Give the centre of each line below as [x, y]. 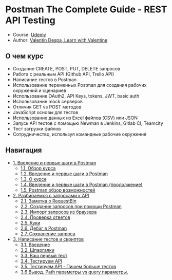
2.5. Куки [30, 222]
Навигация [24, 150]
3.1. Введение [35, 245]
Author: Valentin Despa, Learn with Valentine [60, 40]
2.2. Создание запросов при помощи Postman [71, 206]
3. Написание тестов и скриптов [48, 239]
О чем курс [24, 56]
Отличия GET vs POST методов [47, 107]
